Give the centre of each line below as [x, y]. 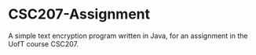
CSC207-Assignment [79, 14]
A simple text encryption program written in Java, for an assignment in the [128, 36]
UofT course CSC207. [44, 43]
